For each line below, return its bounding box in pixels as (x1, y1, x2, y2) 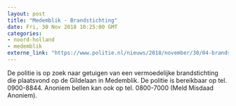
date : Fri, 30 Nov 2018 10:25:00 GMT (7, 23, 118, 30)
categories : (7, 29, 42, 37)
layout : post (7, 10, 46, 18)
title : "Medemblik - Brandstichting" (7, 17, 118, 24)
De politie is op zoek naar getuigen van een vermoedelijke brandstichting (7, 68, 219, 77)
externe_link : (7, 50, 49, 57)
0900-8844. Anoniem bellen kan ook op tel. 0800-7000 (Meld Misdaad (7, 84, 214, 92)
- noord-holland (7, 37, 55, 44)
